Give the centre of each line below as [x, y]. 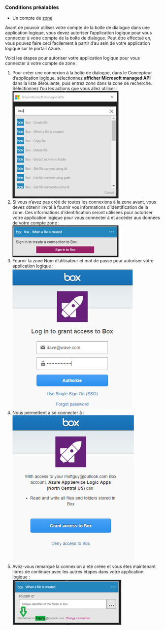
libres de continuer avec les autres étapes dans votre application [78, 572]
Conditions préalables [32, 7]
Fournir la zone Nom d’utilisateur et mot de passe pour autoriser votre [83, 261]
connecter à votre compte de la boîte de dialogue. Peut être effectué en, [78, 38]
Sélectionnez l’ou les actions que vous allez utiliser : [65, 89]
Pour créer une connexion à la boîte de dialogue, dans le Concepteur [82, 73]
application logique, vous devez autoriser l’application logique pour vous [79, 33]
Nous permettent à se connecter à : [48, 413]
